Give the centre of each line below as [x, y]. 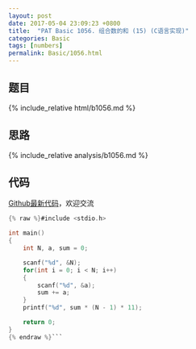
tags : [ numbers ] [35, 46]
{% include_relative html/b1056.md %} [72, 108]
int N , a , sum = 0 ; [56, 248]
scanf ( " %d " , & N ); [52, 263]
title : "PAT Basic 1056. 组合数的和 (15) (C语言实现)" [99, 31]
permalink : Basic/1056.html [56, 53]
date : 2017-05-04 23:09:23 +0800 [65, 23]
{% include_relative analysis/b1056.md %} [78, 155]
